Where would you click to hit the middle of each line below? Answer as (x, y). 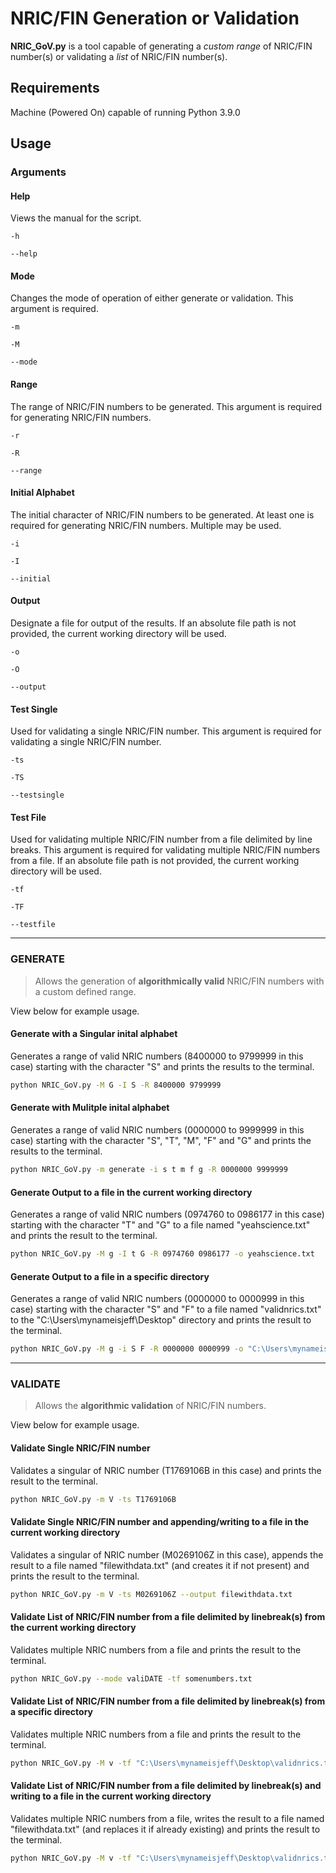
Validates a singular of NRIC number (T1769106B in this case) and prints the (166, 1470)
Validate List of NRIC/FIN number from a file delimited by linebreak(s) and (166, 1786)
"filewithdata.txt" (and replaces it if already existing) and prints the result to (165, 1829)
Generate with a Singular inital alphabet (94, 1034)
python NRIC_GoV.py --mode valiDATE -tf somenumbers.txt (131, 1678)
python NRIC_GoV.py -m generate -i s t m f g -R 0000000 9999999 (149, 1170)
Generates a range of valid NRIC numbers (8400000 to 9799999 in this (157, 1056)
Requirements (55, 88)
